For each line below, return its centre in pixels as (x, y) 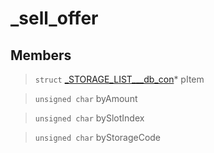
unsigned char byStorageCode (98, 137)
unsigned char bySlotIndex (89, 118)
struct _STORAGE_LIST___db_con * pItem (119, 79)
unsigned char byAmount (86, 98)
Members (41, 55)
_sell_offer (54, 18)
